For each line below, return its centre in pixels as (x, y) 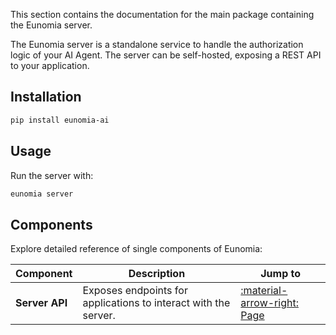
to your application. (50, 65)
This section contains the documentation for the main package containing (162, 14)
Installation (46, 97)
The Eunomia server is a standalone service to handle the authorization (157, 44)
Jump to (281, 274)
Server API (41, 303)
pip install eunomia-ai (60, 120)
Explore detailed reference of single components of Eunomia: (136, 249)
